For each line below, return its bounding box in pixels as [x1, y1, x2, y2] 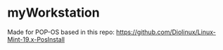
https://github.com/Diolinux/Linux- [115, 28, 216, 36]
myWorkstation [7, 5, 100, 21]
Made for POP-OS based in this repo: [7, 28, 115, 36]
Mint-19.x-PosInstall [7, 35, 65, 43]
